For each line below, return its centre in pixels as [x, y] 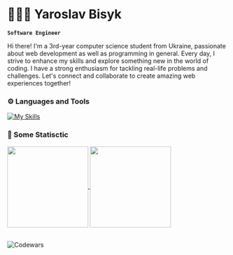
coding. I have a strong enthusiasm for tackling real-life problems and [107, 68]
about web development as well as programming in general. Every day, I [111, 53]
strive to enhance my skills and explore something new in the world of [108, 61]
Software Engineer [34, 33]
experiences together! [39, 83]
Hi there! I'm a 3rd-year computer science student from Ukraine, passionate [116, 46]
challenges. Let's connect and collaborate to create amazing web [101, 76]
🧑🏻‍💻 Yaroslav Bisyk [64, 14]
